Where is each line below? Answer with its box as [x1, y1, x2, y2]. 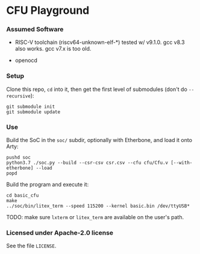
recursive [6, 93, 31, 99]
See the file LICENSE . [6, 242, 57, 250]
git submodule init [6, 104, 55, 110]
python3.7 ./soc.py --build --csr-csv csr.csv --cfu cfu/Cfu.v [6, 160, 169, 166]
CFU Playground [6, 4, 90, 17]
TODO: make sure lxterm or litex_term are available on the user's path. [6, 214, 184, 221]
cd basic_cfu [6, 193, 39, 199]
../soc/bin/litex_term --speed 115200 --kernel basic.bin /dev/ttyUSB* [6, 203, 190, 209]
